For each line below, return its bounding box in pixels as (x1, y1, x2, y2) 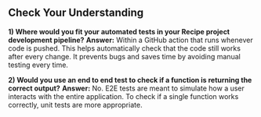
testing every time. (8, 60, 69, 69)
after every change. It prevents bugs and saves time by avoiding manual (8, 51, 241, 61)
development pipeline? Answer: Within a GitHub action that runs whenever (8, 35, 253, 44)
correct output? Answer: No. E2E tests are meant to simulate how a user (8, 83, 245, 93)
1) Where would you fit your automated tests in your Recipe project (8, 27, 230, 36)
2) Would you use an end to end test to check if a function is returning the (8, 75, 252, 84)
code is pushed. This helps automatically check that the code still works (8, 43, 241, 53)
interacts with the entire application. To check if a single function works (8, 91, 239, 101)
